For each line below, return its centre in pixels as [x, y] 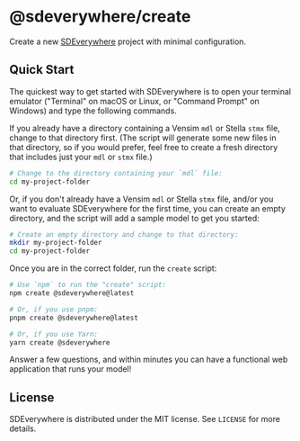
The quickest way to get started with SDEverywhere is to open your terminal [150, 91]
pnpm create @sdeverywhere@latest [74, 318]
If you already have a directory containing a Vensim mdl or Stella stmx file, [145, 128]
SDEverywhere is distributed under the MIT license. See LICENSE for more [145, 419]
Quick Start [42, 70]
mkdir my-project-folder [56, 243]
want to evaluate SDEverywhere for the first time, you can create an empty [147, 208]
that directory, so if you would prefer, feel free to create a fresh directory [144, 147]
